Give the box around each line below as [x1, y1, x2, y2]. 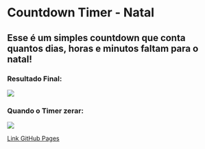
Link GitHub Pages [7, 135, 60, 143]
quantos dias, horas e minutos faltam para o [7, 42, 199, 54]
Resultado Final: [7, 74, 62, 83]
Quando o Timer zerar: [7, 106, 84, 116]
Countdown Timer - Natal [7, 5, 155, 21]
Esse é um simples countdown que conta [7, 32, 186, 44]
